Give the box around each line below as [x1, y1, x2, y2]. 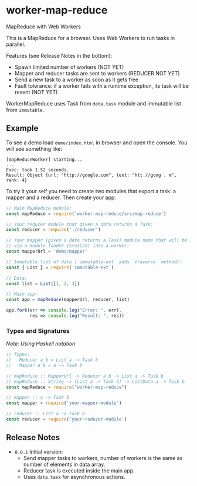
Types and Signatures [6, 326, 70, 335]
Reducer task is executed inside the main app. [23, 467, 135, 474]
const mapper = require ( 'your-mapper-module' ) [6, 400, 122, 406]
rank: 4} [6, 177, 28, 183]
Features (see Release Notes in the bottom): [6, 52, 113, 59]
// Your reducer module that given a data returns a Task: [6, 221, 154, 227]
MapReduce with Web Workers [6, 23, 81, 30]
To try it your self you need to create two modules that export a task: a [6, 187, 176, 194]
